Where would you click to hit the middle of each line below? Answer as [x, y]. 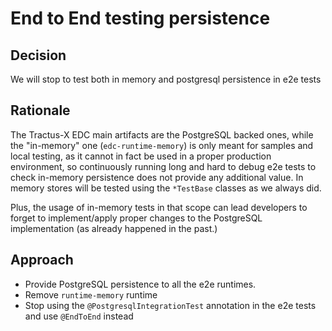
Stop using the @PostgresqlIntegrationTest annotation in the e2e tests [170, 305]
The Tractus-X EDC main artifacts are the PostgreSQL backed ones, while [162, 134]
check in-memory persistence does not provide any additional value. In [157, 177]
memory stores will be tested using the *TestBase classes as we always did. [166, 188]
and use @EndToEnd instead [79, 316]
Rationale [40, 110]
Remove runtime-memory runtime [91, 294]
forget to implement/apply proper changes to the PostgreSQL [136, 218]
